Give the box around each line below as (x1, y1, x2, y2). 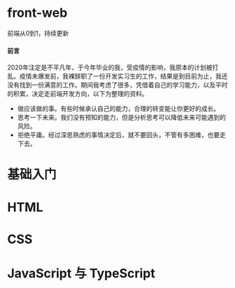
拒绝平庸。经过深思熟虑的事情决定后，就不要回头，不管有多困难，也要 (17, 131, 220, 139)
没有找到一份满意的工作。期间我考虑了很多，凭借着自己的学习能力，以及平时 (7, 81, 228, 89)
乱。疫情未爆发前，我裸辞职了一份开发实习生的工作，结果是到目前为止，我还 (7, 72, 228, 81)
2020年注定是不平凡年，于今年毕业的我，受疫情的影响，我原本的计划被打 (7, 63, 219, 71)
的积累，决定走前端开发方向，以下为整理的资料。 (7, 90, 148, 98)
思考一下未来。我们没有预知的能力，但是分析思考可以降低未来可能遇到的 (17, 114, 226, 122)
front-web (7, 5, 68, 21)
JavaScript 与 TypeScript (7, 265, 155, 281)
